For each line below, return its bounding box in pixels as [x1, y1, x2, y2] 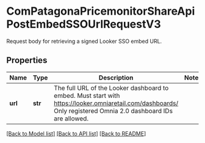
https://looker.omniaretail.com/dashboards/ [54, 99, 179, 108]
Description [98, 73, 134, 82]
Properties [6, 55, 48, 65]
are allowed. [54, 114, 89, 123]
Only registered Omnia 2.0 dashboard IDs [54, 106, 173, 115]
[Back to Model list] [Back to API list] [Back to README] [6, 130, 146, 137]
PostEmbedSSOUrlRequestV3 [6, 17, 162, 31]
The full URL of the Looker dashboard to [54, 84, 169, 92]
